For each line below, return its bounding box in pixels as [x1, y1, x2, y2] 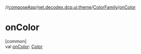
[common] [5, 38, 27, 44]
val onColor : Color [5, 43, 43, 49]
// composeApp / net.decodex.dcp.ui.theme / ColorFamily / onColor [5, 4, 136, 10]
